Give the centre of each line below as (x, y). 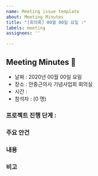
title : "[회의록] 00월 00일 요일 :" (46, 22)
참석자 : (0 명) (30, 99)
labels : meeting (26, 28)
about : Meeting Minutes (35, 17)
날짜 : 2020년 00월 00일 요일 (48, 77)
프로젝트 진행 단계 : (31, 115)
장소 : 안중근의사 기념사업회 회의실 (53, 84)
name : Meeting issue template (43, 11)
